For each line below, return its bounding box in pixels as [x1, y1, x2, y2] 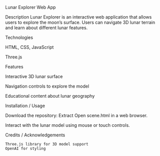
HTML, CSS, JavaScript [5, 44, 54, 50]
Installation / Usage [5, 103, 45, 109]
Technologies [5, 35, 34, 40]
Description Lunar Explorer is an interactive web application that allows [5, 14, 152, 20]
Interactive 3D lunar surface [5, 73, 63, 80]
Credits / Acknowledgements [5, 132, 65, 138]
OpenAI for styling [5, 146, 46, 151]
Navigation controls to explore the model [5, 83, 89, 89]
